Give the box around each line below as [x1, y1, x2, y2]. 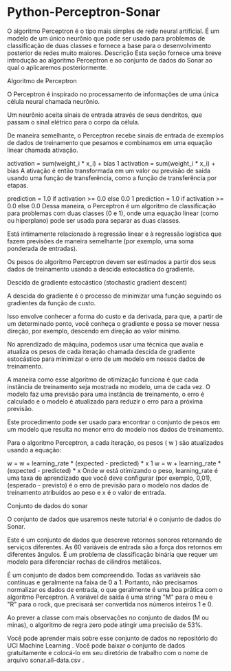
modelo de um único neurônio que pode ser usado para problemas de [7, 34, 206, 42]
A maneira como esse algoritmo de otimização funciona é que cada [7, 375, 199, 384]
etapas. [7, 181, 29, 189]
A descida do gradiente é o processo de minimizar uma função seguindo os [7, 291, 222, 300]
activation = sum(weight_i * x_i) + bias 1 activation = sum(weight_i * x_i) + [7, 159, 216, 167]
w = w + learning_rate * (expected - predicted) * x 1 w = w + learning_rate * [7, 459, 221, 467]
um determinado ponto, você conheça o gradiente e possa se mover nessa [7, 319, 220, 327]
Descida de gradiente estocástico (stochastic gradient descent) [7, 278, 188, 286]
